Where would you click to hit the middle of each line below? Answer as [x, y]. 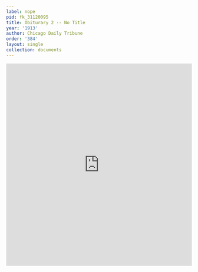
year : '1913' [22, 28]
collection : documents [34, 50]
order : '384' [22, 39]
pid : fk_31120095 [27, 17]
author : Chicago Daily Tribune [44, 34]
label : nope [21, 11]
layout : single [25, 45]
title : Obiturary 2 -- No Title [46, 22]
